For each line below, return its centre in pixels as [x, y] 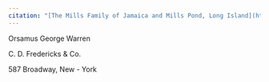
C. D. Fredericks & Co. [45, 53]
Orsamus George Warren [49, 38]
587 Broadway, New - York [53, 69]
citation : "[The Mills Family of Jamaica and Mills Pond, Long [116, 16]
